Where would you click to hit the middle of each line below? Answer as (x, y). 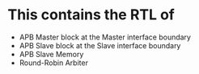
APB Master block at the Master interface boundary (105, 37)
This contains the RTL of (91, 15)
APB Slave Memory (51, 54)
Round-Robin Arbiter (53, 63)
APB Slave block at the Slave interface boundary (100, 45)
